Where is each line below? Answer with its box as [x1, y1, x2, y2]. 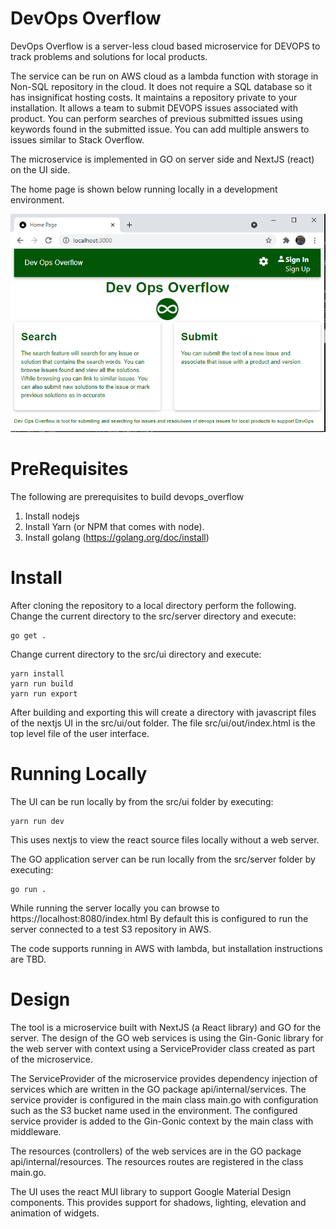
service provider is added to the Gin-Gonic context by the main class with [10, 1115, 314, 1127]
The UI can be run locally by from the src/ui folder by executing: [10, 795, 274, 807]
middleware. [10, 1125, 62, 1137]
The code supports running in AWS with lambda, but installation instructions [10, 942, 323, 954]
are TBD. [10, 953, 47, 965]
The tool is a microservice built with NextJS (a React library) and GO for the [10, 1021, 322, 1033]
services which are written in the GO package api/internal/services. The [10, 1083, 307, 1095]
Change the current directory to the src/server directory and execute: [10, 610, 297, 622]
